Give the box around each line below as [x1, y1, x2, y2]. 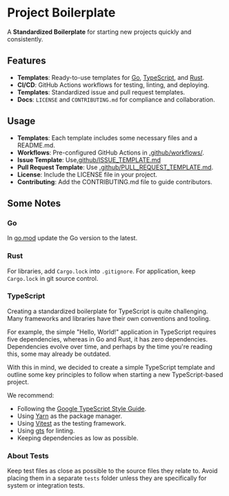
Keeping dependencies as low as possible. [17, 433, 139, 442]
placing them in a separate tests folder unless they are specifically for [7, 474, 207, 482]
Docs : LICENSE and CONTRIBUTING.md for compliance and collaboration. [17, 95, 215, 103]
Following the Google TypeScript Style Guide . [17, 404, 147, 413]
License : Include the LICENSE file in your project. [17, 170, 157, 179]
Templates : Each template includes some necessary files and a [17, 133, 198, 142]
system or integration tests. [7, 482, 85, 490]
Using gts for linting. [17, 426, 75, 435]
